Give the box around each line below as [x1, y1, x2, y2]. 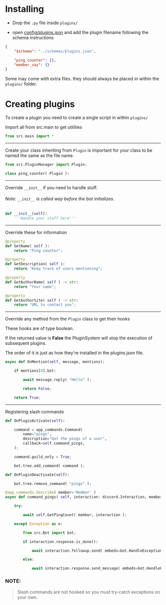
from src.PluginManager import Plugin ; [5, 162, 87, 167]
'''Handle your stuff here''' [14, 216, 77, 221]
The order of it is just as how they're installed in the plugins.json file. [5, 350, 144, 356]
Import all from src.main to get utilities [5, 124, 83, 130]
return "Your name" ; [14, 284, 56, 289]
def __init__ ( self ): [5, 211, 48, 216]
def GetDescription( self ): [5, 262, 65, 267]
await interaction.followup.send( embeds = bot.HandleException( [31, 548, 165, 553]
